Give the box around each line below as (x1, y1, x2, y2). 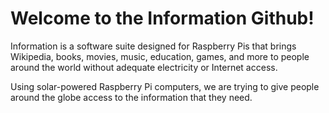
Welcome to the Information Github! (10, 7, 315, 30)
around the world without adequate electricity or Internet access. (10, 61, 278, 73)
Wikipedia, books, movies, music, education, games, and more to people (10, 50, 310, 62)
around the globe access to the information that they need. (10, 91, 253, 103)
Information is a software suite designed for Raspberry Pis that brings (10, 40, 297, 52)
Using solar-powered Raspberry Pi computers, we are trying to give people (10, 80, 320, 92)
